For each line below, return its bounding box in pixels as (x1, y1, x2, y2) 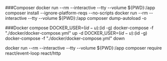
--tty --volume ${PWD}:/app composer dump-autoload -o (28, 15, 147, 21)
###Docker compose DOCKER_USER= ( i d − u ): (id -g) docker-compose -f (5, 25, 154, 31)
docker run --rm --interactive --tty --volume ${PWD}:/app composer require (5, 45, 162, 51)
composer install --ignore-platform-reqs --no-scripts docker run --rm (5, 10, 148, 16)
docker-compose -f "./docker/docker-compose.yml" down (5, 35, 125, 41)
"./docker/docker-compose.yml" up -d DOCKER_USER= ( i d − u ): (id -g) (5, 30, 148, 36)
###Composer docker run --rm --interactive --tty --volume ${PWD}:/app (5, 5, 156, 10)
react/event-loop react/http (5, 50, 61, 56)
